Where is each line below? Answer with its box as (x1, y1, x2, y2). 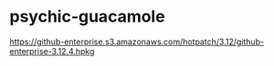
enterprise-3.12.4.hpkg (9, 45, 95, 56)
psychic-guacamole (9, 6, 166, 27)
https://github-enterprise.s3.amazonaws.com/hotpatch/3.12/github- (9, 36, 265, 47)
